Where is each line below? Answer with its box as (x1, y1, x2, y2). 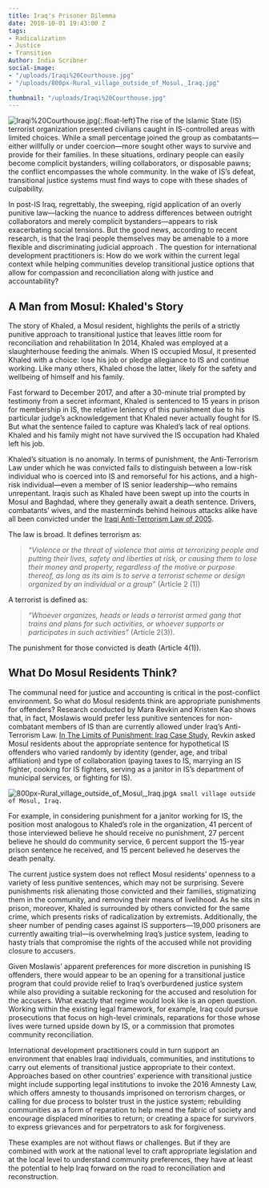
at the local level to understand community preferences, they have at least (8, 1154, 254, 1164)
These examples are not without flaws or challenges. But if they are (8, 1137, 231, 1147)
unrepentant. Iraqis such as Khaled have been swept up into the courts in (8, 489, 250, 498)
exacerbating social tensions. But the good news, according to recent (8, 226, 238, 235)
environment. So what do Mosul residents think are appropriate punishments (8, 696, 261, 706)
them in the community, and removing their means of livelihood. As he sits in (8, 894, 260, 904)
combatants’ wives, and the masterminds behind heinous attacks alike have (8, 506, 258, 515)
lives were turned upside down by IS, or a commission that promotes (8, 1021, 235, 1031)
